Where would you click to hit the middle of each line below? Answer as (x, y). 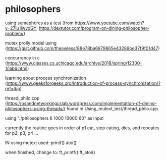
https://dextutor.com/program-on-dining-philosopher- (94, 28)
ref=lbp (13, 88)
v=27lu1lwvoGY (21, 28)
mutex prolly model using (31, 43)
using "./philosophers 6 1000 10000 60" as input (55, 118)
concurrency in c (23, 57)
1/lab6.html (16, 68)
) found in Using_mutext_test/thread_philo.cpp (111, 108)
